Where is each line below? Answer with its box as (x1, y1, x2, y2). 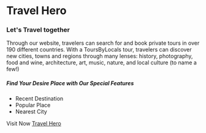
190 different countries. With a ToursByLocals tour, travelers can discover (6, 46, 192, 53)
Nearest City (15, 108, 47, 115)
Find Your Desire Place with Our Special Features (6, 80, 134, 87)
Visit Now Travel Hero (6, 120, 61, 127)
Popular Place (15, 102, 51, 109)
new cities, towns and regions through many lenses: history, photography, (6, 53, 193, 60)
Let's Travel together (6, 26, 71, 34)
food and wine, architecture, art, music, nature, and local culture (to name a (6, 59, 197, 66)
